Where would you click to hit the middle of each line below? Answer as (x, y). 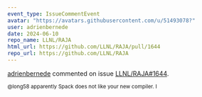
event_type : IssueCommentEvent (54, 14)
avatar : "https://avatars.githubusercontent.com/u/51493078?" (101, 21)
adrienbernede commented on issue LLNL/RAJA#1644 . (88, 73)
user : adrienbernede (38, 27)
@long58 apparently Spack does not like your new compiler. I (83, 86)
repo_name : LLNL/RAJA (39, 40)
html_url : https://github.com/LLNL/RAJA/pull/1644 (84, 47)
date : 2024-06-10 (33, 34)
